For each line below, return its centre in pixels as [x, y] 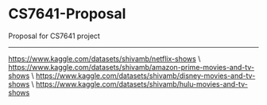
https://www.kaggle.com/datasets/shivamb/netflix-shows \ [104, 58]
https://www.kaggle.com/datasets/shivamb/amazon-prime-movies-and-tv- [132, 67]
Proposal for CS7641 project [54, 36]
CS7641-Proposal [67, 14]
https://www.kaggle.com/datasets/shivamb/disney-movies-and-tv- [145, 76]
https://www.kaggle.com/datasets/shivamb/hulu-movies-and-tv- [141, 84]
